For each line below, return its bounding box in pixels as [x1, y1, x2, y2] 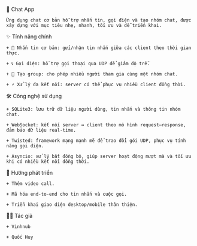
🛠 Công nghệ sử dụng [6, 93, 62, 99]
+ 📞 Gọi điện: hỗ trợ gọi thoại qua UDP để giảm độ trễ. [6, 60, 150, 66]
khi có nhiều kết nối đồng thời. [6, 159, 90, 165]
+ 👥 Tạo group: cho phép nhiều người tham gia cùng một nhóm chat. [6, 71, 178, 77]
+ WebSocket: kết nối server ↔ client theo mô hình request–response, [6, 122, 186, 128]
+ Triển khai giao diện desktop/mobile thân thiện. [6, 202, 138, 208]
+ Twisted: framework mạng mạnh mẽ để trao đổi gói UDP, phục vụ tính [6, 138, 186, 144]
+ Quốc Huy [6, 234, 34, 240]
